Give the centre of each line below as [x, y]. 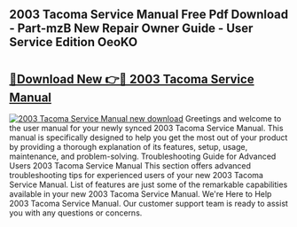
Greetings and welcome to [233, 118]
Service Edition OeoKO [74, 42]
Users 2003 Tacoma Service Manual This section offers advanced [130, 166]
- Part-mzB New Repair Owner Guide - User [131, 29]
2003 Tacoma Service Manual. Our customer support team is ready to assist [148, 204]
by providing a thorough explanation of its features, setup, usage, [129, 147]
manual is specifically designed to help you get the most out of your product [148, 137]
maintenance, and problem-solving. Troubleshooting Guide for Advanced [143, 156]
